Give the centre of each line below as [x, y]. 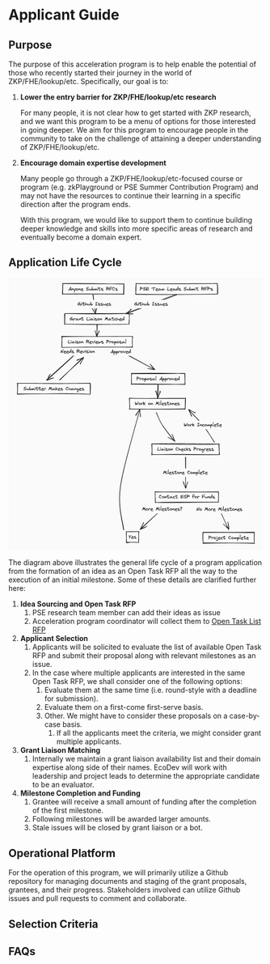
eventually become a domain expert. [81, 237]
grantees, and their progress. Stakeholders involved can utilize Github [124, 890]
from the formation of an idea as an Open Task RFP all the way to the [123, 571]
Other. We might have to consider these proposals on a [136, 716]
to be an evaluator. [63, 785]
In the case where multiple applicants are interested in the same [139, 673]
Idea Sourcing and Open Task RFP [78, 604]
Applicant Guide [64, 15]
